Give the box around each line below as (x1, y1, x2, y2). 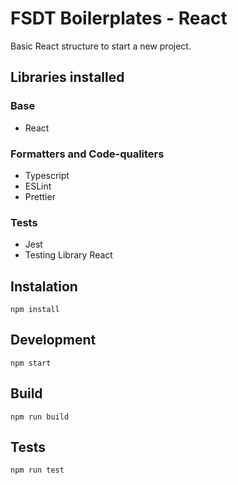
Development (10, 332, 97, 349)
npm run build (10, 412, 70, 422)
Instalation (10, 278, 78, 295)
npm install (10, 305, 60, 315)
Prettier (24, 190, 56, 202)
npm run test (10, 465, 65, 476)
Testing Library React (24, 249, 113, 261)
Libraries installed (10, 69, 125, 86)
